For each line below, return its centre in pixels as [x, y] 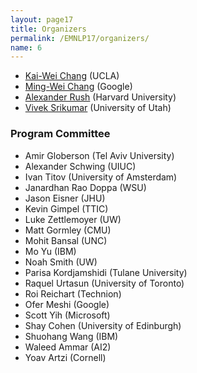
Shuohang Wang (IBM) [71, 336]
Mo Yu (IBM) [50, 251]
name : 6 [26, 47]
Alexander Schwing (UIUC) [80, 166]
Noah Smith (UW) [61, 262]
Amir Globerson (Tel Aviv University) [99, 155]
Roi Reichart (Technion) [73, 293]
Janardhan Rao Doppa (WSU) [85, 187]
